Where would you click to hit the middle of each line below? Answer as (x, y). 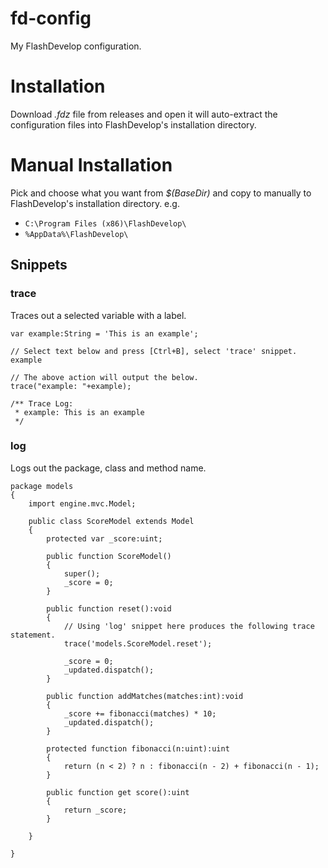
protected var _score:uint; (104, 538)
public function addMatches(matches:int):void (145, 696)
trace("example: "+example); (71, 386)
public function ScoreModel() (109, 556)
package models (42, 486)
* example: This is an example (79, 412)
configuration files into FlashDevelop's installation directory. (133, 124)
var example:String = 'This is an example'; (104, 333)
